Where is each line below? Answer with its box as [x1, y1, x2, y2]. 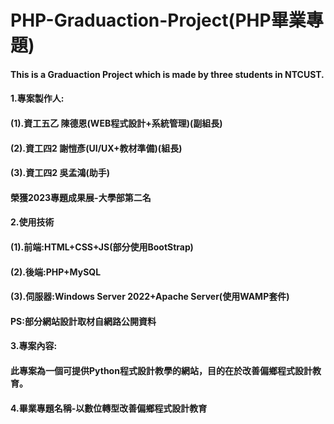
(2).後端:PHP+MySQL [10, 266, 102, 278]
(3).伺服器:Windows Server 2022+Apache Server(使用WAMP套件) [10, 291, 290, 303]
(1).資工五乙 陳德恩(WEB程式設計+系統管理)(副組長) [10, 117, 223, 129]
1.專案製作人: [10, 92, 65, 105]
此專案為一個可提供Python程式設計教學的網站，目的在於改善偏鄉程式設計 [10, 364, 313, 376]
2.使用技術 [10, 216, 55, 228]
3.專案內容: [10, 340, 58, 352]
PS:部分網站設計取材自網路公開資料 [10, 315, 157, 327]
